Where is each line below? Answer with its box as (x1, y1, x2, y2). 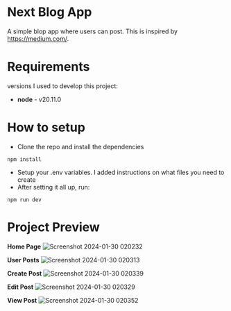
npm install (7, 155, 42, 163)
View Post (7, 296, 37, 304)
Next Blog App (7, 4, 92, 20)
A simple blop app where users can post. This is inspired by (7, 27, 178, 35)
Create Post (7, 269, 42, 278)
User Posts (7, 255, 40, 264)
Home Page (7, 242, 42, 251)
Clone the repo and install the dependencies (17, 142, 144, 151)
